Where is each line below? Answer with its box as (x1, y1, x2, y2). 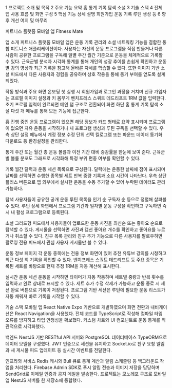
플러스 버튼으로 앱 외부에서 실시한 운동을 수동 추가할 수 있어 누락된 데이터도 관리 (5, 179, 166, 185)
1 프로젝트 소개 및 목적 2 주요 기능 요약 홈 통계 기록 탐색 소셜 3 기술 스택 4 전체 (5, 5, 163, 10)
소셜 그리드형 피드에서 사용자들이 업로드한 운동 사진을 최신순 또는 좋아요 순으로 (5, 220, 163, 226)
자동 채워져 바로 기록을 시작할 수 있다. (5, 293, 81, 299)
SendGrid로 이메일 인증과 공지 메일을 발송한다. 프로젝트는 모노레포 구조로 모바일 (5, 371, 166, 377)
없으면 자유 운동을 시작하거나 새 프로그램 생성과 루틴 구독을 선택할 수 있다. (10, 125, 159, 131)
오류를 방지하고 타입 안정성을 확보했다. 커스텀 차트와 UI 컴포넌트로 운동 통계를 (5, 317, 161, 323)
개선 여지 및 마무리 (10, 17, 48, 23)
